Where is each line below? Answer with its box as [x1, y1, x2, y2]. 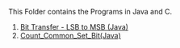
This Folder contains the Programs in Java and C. [8, 7, 173, 16]
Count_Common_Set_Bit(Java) [19, 31, 121, 40]
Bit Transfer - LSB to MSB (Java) [19, 22, 129, 31]
